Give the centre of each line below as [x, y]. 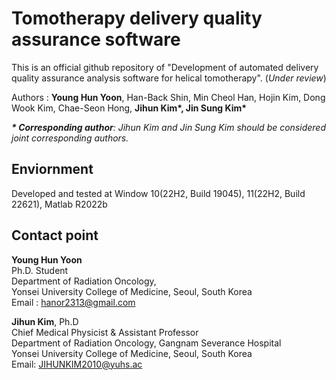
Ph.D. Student [40, 270]
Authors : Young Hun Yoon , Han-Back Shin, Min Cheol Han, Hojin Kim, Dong [168, 97]
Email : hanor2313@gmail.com [73, 302]
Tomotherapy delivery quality [137, 18]
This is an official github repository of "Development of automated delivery [165, 67]
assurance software [96, 39]
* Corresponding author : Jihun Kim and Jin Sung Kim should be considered [169, 127]
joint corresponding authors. [70, 138]
